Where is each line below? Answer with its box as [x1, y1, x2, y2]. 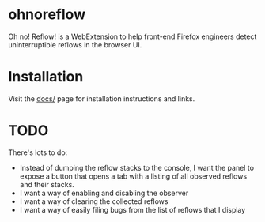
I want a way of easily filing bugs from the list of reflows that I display [19, 205, 246, 214]
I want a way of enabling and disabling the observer [19, 188, 189, 198]
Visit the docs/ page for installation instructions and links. [8, 93, 195, 103]
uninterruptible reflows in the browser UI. [8, 40, 142, 49]
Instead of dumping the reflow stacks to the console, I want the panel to [19, 163, 255, 172]
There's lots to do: [8, 148, 68, 157]
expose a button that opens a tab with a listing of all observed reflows [19, 171, 248, 181]
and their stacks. [19, 179, 75, 189]
